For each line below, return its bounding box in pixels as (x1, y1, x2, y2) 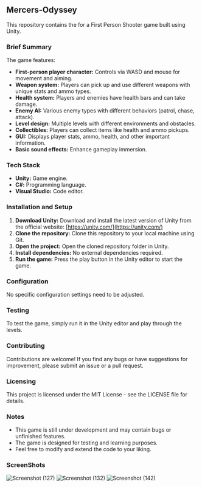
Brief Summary (6, 43, 52, 51)
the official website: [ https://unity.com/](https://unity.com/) (15, 223, 163, 230)
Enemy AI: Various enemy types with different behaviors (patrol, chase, (15, 107, 195, 114)
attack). (15, 114, 35, 121)
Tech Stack (6, 161, 41, 170)
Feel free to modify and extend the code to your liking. (15, 446, 151, 453)
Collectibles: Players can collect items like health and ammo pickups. (15, 126, 190, 134)
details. (6, 397, 25, 404)
